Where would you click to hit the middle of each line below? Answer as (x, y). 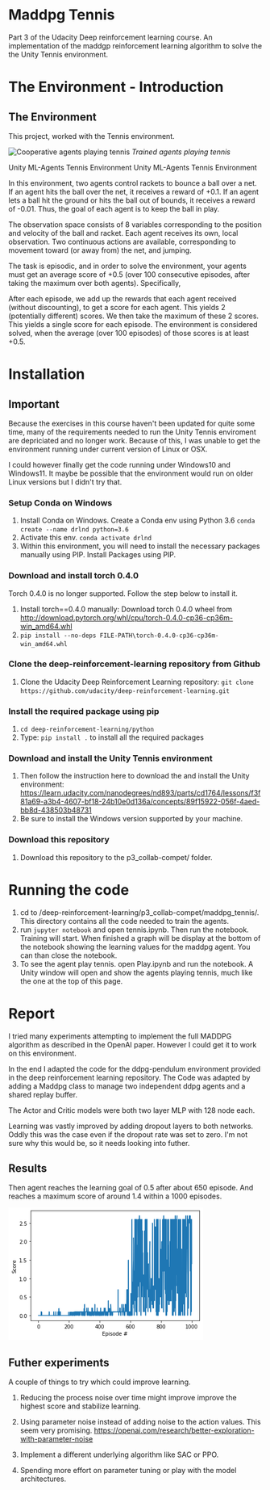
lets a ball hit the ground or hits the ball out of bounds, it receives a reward (132, 200)
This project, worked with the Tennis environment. (91, 136)
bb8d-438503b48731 (56, 810)
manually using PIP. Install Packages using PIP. (98, 555)
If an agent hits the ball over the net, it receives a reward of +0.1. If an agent (134, 191)
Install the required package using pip (84, 711)
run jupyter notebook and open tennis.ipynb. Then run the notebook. (135, 930)
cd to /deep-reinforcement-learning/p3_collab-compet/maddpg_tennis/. (139, 912)
